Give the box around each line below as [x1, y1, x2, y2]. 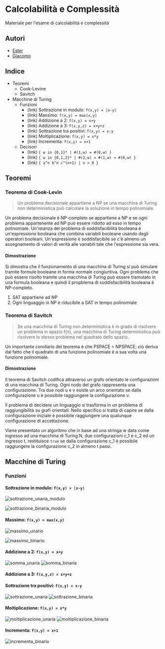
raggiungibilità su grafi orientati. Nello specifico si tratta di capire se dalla [5, 407, 154, 413]
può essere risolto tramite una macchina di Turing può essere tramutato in [5, 274, 156, 280]
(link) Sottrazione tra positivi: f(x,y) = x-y [27, 128, 114, 134]
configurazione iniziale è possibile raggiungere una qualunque [5, 412, 132, 418]
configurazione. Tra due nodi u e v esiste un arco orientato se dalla [5, 387, 142, 393]
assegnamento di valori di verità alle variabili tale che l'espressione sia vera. [5, 241, 160, 247]
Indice [5, 67, 25, 75]
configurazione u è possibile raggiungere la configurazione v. [5, 392, 130, 398]
